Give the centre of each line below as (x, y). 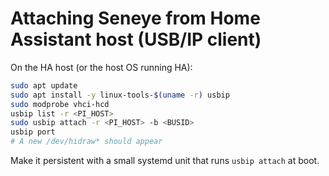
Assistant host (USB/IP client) (136, 39)
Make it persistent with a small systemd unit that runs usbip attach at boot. (165, 161)
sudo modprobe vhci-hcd (60, 104)
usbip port (33, 132)
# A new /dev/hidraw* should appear (86, 142)
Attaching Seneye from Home (135, 18)
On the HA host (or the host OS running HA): (101, 67)
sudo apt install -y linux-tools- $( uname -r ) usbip (120, 95)
